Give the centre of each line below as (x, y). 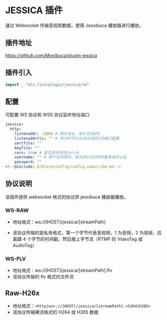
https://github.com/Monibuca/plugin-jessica (51, 55)
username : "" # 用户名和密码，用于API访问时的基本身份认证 (71, 157)
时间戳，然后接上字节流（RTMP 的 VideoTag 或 (94, 239)
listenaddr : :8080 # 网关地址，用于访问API (57, 134)
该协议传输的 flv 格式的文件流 (43, 277)
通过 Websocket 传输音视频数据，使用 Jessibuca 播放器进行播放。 (74, 25)
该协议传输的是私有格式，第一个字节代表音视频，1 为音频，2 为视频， (85, 233)
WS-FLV (16, 259)
